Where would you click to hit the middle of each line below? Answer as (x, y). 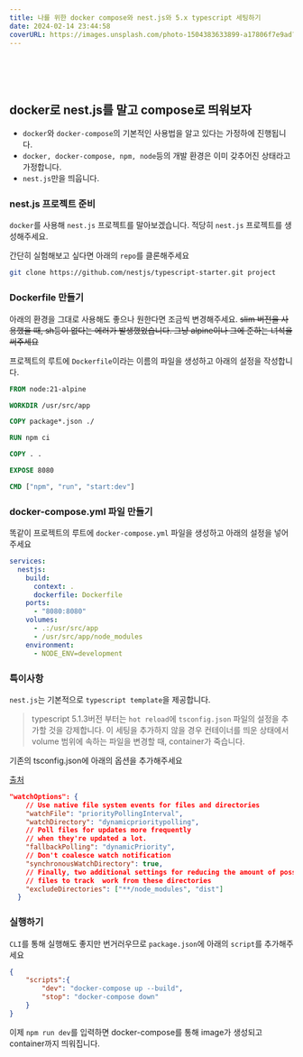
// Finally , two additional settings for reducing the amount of (151, 872)
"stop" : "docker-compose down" (101, 997)
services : (28, 561)
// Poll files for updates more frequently (109, 831)
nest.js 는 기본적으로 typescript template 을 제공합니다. (110, 699)
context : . (54, 586)
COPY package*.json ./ (52, 422)
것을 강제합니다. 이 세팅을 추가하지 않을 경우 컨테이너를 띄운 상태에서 (169, 730)
